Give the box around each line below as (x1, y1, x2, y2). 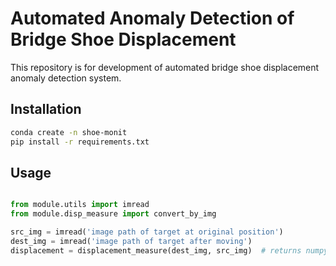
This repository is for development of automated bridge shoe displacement (10, 61, 320, 73)
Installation (10, 101, 82, 118)
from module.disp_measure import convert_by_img (10, 209, 217, 219)
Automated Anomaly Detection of (10, 7, 295, 30)
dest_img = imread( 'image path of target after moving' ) (10, 236, 253, 246)
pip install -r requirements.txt (10, 137, 150, 147)
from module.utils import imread (10, 200, 150, 210)
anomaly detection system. (10, 72, 122, 84)
